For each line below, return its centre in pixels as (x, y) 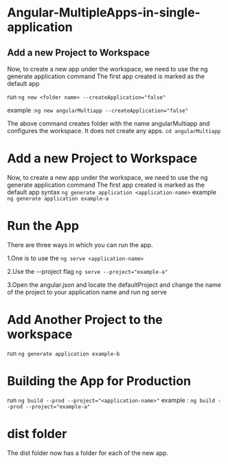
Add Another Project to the (85, 320)
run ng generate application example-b (64, 353)
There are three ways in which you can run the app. (80, 244)
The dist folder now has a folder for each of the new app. (88, 453)
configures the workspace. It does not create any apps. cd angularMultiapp (114, 131)
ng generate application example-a (58, 198)
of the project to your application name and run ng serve (87, 292)
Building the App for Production (99, 381)
